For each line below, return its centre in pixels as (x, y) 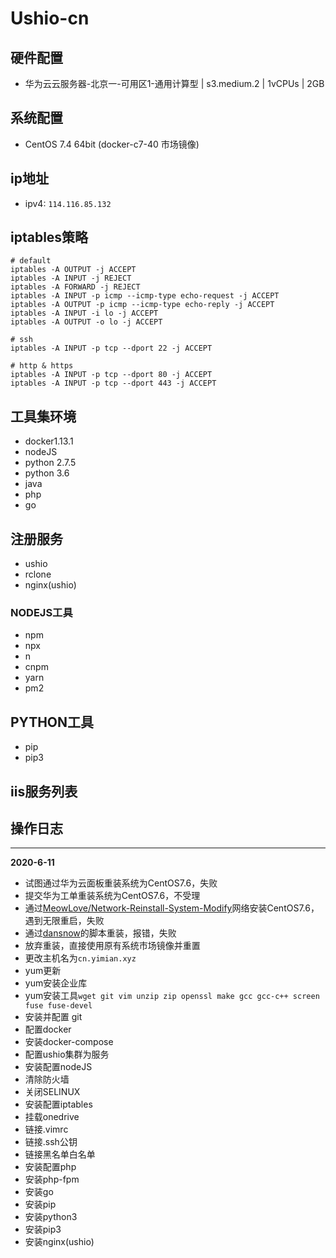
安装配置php (50, 1167)
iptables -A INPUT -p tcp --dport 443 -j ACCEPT (113, 383)
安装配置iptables (58, 1104)
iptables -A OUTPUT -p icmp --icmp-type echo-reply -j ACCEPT (142, 305)
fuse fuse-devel (58, 1006)
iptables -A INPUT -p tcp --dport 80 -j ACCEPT (111, 375)
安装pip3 (43, 1229)
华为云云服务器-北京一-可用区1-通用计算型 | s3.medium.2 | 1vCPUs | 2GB (174, 83)
